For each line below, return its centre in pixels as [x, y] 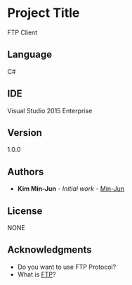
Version [25, 133]
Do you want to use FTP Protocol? [67, 267]
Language [30, 55]
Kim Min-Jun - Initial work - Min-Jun [71, 189]
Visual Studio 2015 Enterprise [50, 110]
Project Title [44, 13]
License [25, 211]
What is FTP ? [37, 274]
